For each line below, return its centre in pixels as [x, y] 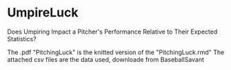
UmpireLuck [43, 13]
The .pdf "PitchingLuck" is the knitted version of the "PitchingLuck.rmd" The [116, 52]
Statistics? [22, 38]
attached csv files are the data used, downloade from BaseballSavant [106, 59]
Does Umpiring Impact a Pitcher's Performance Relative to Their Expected [112, 32]
